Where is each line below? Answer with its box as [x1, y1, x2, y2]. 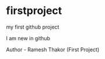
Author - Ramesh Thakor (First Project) [6, 46, 100, 53]
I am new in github [6, 34, 51, 41]
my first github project [6, 23, 60, 30]
